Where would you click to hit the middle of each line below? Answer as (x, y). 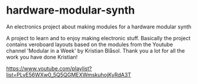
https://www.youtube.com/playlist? (49, 68)
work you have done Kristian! (42, 57)
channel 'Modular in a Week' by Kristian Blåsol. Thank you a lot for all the (96, 50)
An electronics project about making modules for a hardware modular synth (99, 27)
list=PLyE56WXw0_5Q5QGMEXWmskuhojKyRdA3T (69, 75)
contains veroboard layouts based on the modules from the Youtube (90, 44)
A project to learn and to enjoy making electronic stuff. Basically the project (98, 38)
